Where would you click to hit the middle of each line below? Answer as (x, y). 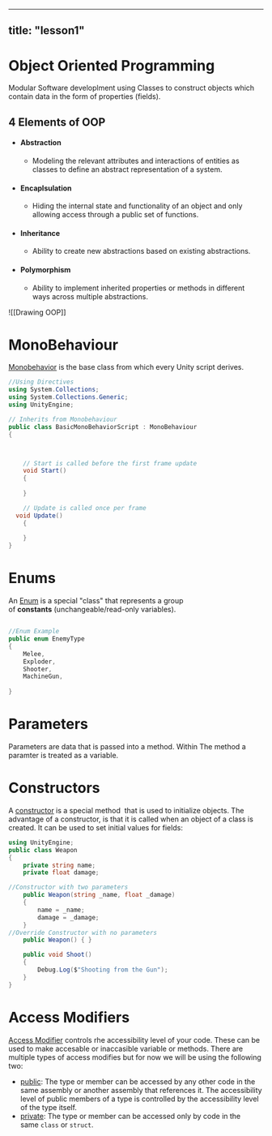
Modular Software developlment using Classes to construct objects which (132, 88)
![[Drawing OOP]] (37, 312)
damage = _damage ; (68, 917)
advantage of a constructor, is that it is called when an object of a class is (131, 819)
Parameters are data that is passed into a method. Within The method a (127, 746)
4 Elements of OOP (57, 122)
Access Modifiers (69, 1017)
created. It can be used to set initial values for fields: (96, 827)
